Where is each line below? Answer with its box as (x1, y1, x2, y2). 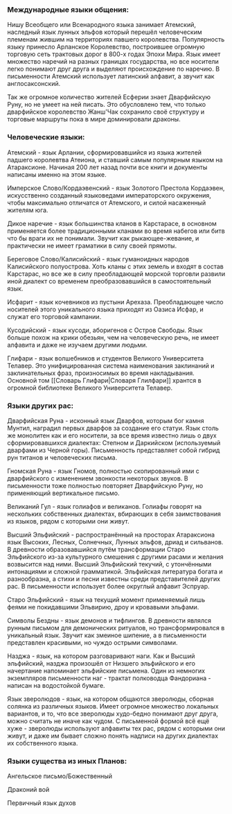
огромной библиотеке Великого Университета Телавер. (7, 383, 173, 392)
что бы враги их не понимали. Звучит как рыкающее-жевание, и (7, 234, 199, 242)
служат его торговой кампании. (7, 312, 102, 320)
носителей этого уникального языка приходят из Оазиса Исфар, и (7, 305, 204, 313)
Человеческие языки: (7, 132, 85, 142)
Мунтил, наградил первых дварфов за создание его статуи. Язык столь (7, 424, 220, 432)
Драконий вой (7, 786, 50, 794)
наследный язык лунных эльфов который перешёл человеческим (7, 28, 202, 36)
